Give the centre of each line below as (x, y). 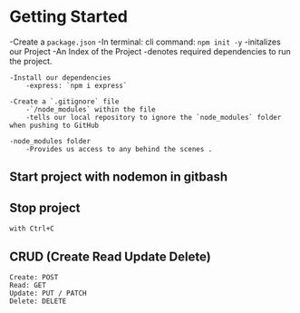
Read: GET (28, 285)
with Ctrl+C (32, 229)
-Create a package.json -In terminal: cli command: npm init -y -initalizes (145, 42)
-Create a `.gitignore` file (64, 102)
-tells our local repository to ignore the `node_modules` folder (154, 117)
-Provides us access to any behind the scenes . (119, 149)
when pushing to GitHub (54, 125)
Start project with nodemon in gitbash (119, 177)
